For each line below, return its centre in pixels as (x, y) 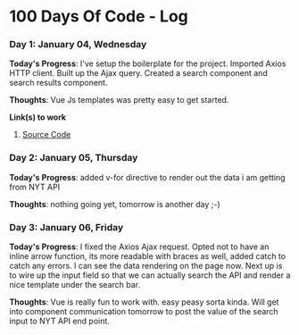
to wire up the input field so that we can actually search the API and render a (150, 275)
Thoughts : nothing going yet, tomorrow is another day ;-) (115, 204)
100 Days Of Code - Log (99, 17)
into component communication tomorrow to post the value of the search (144, 312)
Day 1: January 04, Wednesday (78, 45)
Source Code (46, 135)
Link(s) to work (38, 117)
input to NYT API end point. (59, 321)
